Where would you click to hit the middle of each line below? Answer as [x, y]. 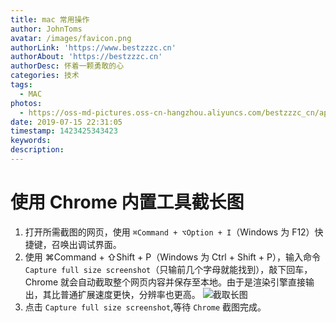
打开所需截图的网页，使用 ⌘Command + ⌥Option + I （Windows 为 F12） [169, 232]
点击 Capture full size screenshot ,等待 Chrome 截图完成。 [145, 307]
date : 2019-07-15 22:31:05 [66, 122]
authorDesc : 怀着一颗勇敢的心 [67, 66]
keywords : [31, 141]
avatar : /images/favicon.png [71, 38]
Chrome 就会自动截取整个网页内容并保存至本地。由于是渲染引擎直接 [165, 282]
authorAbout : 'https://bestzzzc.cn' [86, 57]
